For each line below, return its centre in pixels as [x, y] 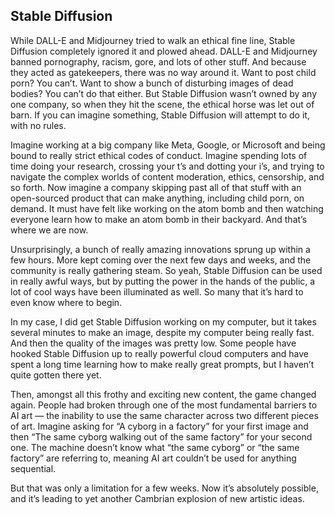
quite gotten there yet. [56, 375]
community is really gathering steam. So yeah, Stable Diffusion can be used [166, 270]
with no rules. [38, 125]
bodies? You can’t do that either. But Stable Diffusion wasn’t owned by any [164, 93]
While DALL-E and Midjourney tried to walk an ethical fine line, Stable [153, 40]
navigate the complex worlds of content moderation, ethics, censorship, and [167, 176]
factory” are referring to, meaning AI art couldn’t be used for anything [153, 458]
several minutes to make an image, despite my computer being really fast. [162, 332]
